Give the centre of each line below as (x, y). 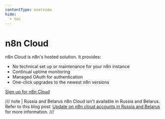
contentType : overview (28, 10)
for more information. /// (30, 112)
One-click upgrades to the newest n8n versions (61, 82)
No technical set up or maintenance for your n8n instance (71, 67)
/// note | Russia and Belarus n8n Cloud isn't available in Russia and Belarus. (82, 101)
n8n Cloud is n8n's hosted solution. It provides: (53, 57)
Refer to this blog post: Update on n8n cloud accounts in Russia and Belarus (83, 107)
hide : (11, 14)
